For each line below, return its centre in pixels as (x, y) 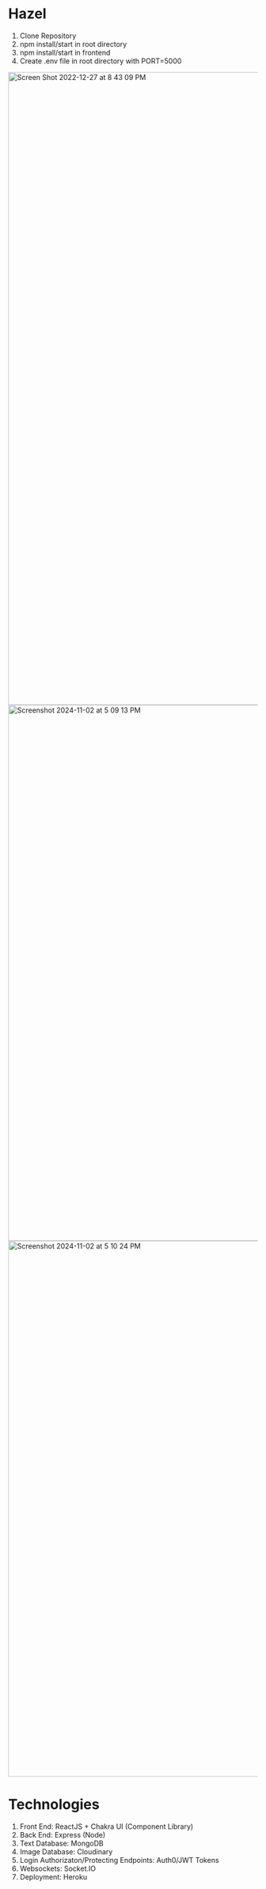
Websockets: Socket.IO (58, 1868)
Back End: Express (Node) (63, 1834)
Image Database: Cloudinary (66, 1851)
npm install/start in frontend (65, 52)
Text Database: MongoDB (62, 1843)
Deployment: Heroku (53, 1876)
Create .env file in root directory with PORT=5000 (101, 61)
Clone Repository (48, 36)
